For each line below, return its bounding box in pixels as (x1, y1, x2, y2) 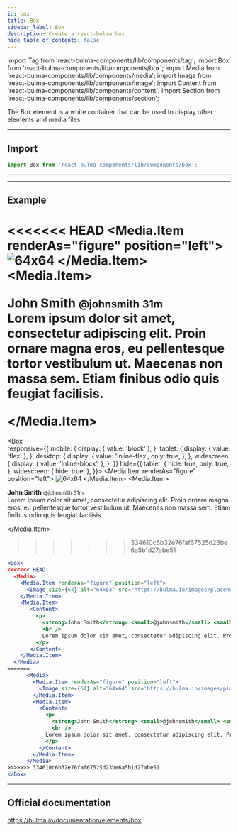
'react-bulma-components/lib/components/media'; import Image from (7, 72, 212, 80)
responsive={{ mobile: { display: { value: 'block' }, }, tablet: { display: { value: (7, 444, 231, 453)
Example (7, 194, 47, 207)
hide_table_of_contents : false (7, 37, 100, 44)
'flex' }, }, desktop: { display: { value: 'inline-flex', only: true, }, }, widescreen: (7, 452, 230, 461)
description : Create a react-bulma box (7, 30, 125, 38)
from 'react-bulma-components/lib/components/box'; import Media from (7, 64, 220, 72)
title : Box (7, 17, 40, 24)
